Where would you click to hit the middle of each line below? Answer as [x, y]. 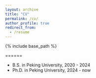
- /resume [19, 32]
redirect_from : [21, 28]
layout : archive [22, 10]
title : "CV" [17, 14]
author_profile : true [27, 23]
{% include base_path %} [31, 46]
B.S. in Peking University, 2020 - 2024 [51, 65]
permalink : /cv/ [22, 19]
